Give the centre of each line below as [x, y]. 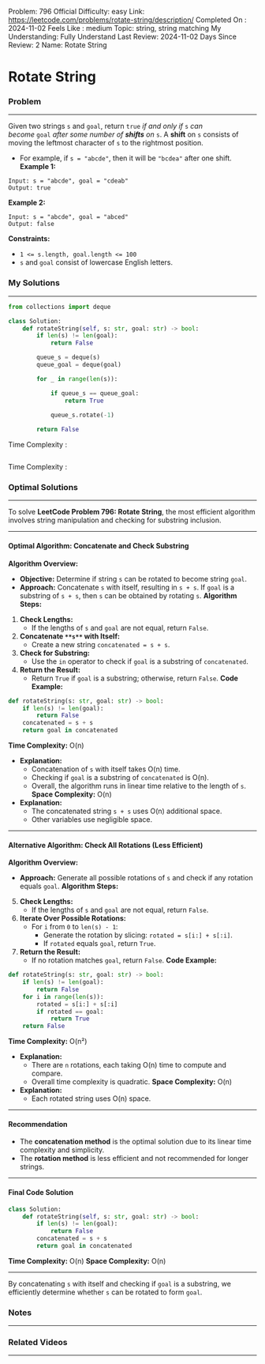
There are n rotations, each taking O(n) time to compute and [129, 1065]
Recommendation [38, 1124]
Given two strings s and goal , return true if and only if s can [106, 126]
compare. [47, 1073]
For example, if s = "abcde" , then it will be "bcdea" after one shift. [126, 158]
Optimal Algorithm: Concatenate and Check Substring [99, 546]
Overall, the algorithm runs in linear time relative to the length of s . [139, 786]
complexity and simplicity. [62, 1150]
